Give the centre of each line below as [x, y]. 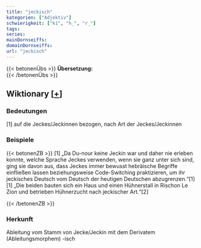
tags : [13, 29]
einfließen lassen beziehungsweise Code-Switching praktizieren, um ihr [96, 172]
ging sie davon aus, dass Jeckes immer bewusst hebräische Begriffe [92, 166]
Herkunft [20, 219]
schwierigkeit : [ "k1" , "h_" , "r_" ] [51, 23]
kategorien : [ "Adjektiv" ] [39, 18]
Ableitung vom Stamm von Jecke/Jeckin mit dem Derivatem [81, 232]
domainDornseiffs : [29, 46]
